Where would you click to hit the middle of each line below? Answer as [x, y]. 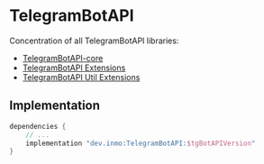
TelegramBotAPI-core [63, 58]
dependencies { [38, 126]
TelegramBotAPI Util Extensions [81, 77]
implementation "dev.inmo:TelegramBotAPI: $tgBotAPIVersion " [141, 143]
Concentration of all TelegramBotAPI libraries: [94, 41]
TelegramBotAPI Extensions [74, 68]
